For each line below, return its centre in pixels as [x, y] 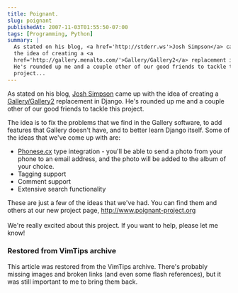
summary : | [23, 40]
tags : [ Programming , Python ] [50, 34]
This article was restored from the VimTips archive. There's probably [107, 266]
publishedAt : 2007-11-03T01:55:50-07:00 [68, 27]
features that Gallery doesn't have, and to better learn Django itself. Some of [119, 130]
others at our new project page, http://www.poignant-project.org [102, 210]
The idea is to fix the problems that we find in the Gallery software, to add [115, 122]
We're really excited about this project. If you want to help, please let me [113, 225]
